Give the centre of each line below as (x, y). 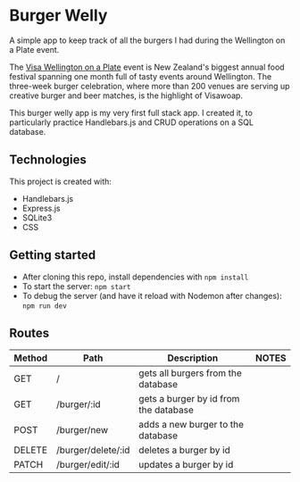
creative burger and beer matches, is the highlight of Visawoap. (126, 96)
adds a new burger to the (191, 425)
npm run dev (44, 306)
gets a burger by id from (189, 399)
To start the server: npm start (76, 286)
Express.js (41, 208)
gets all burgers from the (190, 373)
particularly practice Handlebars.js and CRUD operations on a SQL (132, 122)
